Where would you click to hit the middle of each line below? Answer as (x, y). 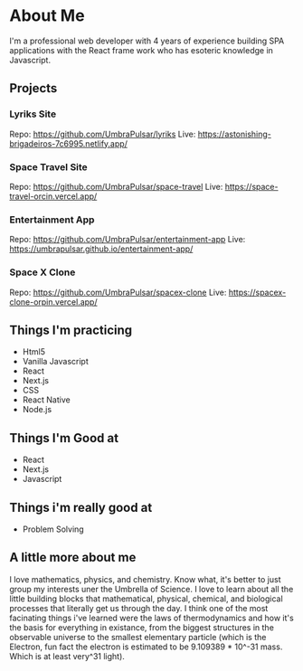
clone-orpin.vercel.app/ (53, 302)
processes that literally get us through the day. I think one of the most (139, 608)
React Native (46, 400)
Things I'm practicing (71, 330)
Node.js (37, 410)
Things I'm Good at (64, 438)
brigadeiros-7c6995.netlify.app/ (69, 143)
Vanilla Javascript (55, 362)
